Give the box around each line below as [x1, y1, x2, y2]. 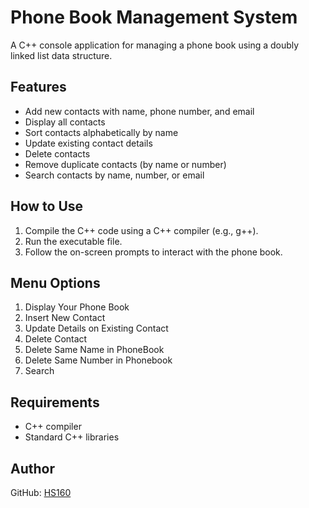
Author [10, 460, 55, 477]
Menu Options [10, 274, 101, 291]
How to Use [10, 198, 84, 215]
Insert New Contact [24, 312, 106, 324]
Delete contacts [24, 147, 91, 160]
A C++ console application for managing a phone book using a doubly [10, 39, 300, 51]
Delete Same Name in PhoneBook [24, 344, 165, 356]
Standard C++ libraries [24, 431, 120, 443]
